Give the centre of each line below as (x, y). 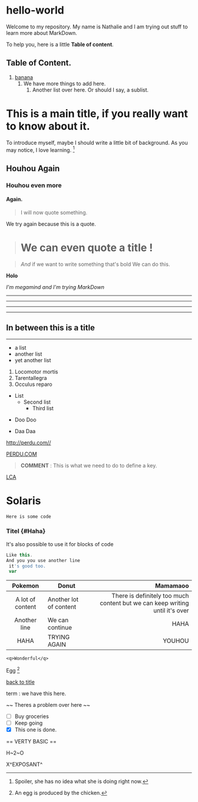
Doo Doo (25, 420)
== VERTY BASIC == (32, 742)
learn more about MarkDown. (42, 33)
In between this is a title (51, 328)
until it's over (171, 611)
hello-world (35, 10)
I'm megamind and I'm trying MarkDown (55, 287)
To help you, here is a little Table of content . (60, 44)
